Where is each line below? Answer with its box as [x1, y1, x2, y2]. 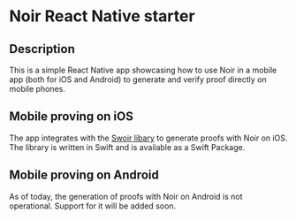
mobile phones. [9, 84, 66, 94]
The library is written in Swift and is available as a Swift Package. [9, 141, 246, 152]
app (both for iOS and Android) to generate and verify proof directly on [9, 74, 267, 85]
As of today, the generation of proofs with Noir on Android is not [9, 191, 243, 201]
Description [9, 42, 75, 57]
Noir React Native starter [9, 6, 196, 27]
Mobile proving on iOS [9, 109, 134, 125]
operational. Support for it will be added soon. [9, 201, 177, 211]
